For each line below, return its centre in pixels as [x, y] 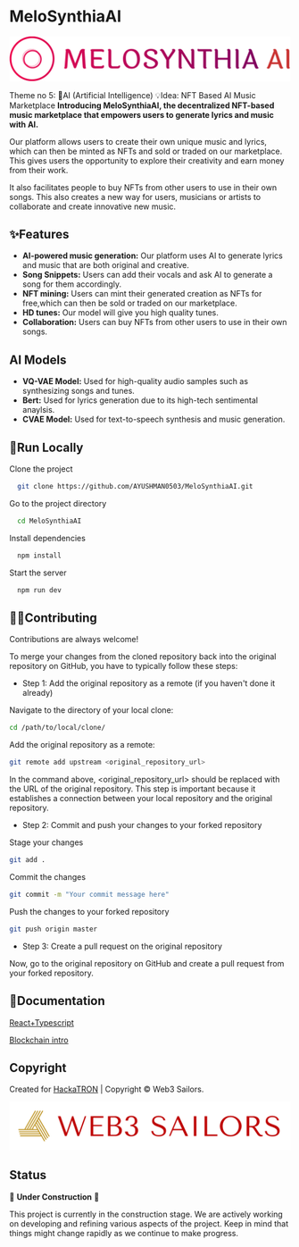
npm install [40, 556]
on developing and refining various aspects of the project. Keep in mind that [149, 1223]
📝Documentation [57, 1001]
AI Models [38, 360]
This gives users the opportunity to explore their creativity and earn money [147, 160]
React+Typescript [42, 1022]
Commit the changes [48, 877]
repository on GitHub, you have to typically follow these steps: [124, 666]
